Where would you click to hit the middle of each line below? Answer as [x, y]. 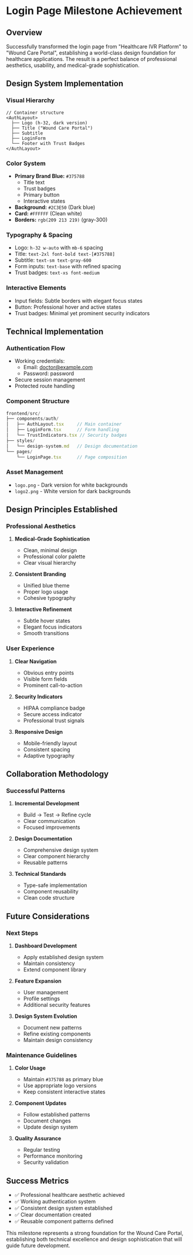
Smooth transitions [46, 633]
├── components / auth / [33, 419]
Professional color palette [54, 556]
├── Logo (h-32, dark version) [50, 123]
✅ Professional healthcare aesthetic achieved [70, 1195]
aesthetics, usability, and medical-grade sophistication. [73, 65]
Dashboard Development [46, 946]
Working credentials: [40, 361]
